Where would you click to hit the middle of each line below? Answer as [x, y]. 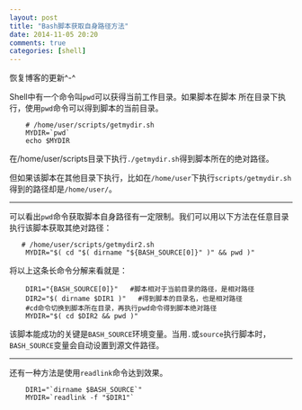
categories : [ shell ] [48, 51]
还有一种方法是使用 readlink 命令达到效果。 [89, 373]
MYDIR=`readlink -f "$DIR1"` [80, 398]
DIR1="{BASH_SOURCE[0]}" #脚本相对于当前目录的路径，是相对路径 [140, 290]
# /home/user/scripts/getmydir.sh [90, 125]
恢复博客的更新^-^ [43, 78]
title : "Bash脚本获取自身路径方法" [69, 26]
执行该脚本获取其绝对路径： [61, 228]
